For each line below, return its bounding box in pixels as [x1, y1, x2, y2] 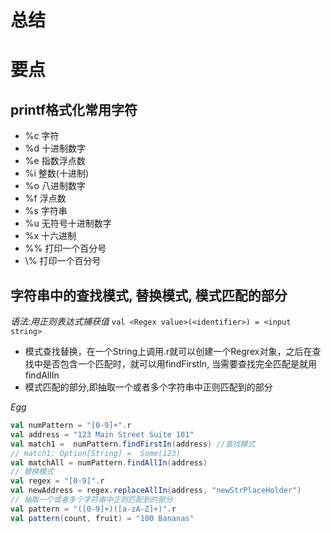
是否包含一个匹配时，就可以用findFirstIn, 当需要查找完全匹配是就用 [42, 358, 318, 370]
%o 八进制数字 [24, 180, 86, 192]
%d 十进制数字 [24, 142, 87, 155]
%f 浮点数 [24, 192, 67, 205]
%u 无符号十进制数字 [24, 217, 112, 230]
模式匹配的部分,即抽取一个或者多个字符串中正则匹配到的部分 [24, 381, 273, 393]
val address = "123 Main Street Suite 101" [10, 429, 195, 440]
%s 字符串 [24, 205, 68, 217]
